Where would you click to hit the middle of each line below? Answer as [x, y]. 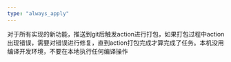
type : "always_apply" [38, 13]
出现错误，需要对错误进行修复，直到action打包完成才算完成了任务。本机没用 [115, 43]
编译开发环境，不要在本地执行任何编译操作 [68, 51]
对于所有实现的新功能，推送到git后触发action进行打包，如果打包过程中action [116, 34]
